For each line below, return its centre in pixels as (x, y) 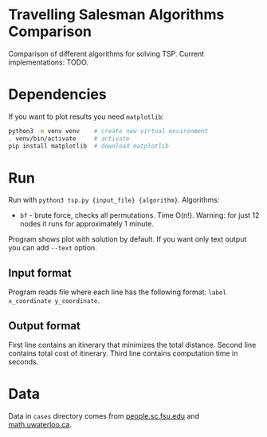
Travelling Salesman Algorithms (116, 15)
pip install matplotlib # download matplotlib (89, 146)
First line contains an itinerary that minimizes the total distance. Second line (132, 345)
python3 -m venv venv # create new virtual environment (108, 131)
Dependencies (57, 94)
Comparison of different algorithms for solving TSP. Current (106, 53)
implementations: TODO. (49, 62)
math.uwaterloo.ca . (40, 425)
